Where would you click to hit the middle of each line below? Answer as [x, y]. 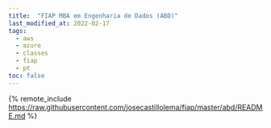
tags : [17, 31]
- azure [29, 46]
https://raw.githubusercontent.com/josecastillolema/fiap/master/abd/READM [136, 107]
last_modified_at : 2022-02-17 [59, 23]
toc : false [27, 76]
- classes [32, 53]
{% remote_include [40, 98]
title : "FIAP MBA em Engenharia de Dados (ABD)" [94, 16]
